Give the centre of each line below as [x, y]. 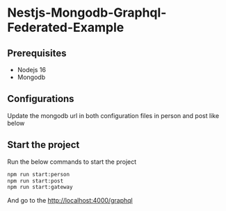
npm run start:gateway [40, 187]
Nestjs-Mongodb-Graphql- [87, 13]
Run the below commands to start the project [72, 162]
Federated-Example [66, 27]
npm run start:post [35, 181]
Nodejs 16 [32, 70]
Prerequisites [37, 53]
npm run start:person [39, 174]
